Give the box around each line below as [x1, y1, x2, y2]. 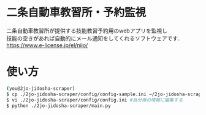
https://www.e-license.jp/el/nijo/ [6, 41, 88, 49]
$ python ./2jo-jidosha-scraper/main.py [6, 102, 112, 109]
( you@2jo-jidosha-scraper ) [6, 85, 75, 92]
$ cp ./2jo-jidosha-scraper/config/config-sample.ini [6, 91, 147, 97]
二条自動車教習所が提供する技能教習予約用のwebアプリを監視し [6, 27, 167, 34]
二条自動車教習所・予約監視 [6, 6, 147, 20]
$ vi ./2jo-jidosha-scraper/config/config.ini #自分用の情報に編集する [6, 97, 183, 103]
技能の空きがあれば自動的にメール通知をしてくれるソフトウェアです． [6, 34, 183, 42]
